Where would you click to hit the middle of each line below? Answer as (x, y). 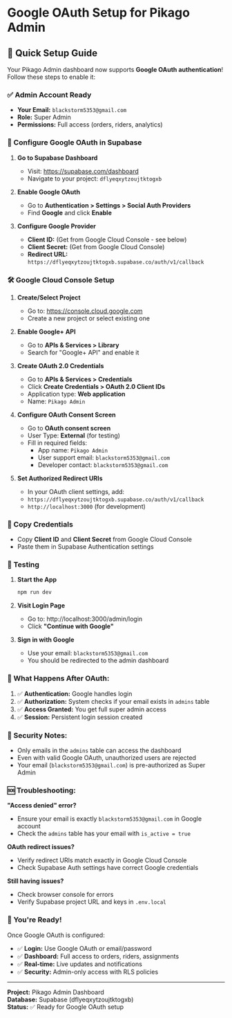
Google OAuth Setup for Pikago (98, 13)
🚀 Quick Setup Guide (52, 53)
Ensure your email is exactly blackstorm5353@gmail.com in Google (109, 819)
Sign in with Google (46, 640)
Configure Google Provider (57, 226)
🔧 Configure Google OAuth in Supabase (75, 143)
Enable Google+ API (46, 331)
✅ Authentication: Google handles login (75, 693)
